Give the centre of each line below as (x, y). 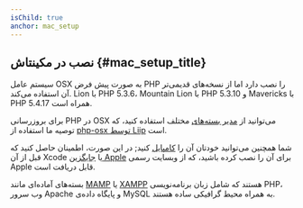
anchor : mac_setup (45, 26)
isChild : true (37, 18)
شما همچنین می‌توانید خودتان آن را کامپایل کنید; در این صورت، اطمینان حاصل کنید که (151, 148)
